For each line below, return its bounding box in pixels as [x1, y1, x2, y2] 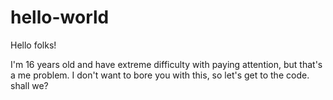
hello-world [10, 6, 110, 29]
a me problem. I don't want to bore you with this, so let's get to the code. [10, 69, 310, 81]
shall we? [10, 79, 49, 91]
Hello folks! [10, 39, 57, 51]
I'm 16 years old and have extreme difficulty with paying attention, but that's [10, 58, 323, 70]
